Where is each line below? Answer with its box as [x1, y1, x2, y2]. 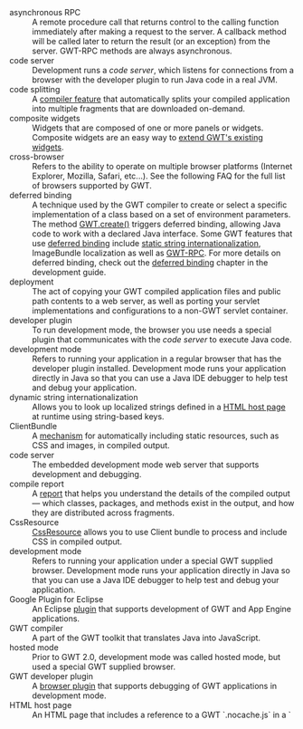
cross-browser [9, 151, 65, 162]
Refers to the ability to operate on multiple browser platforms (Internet [32, 161, 293, 171]
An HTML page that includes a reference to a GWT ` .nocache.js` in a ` [32, 709, 291, 720]
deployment [9, 276, 54, 287]
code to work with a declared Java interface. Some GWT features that [32, 228, 293, 239]
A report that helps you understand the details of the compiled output [32, 488, 291, 499]
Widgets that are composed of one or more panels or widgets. [32, 122, 264, 133]
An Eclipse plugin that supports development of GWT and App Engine [32, 604, 292, 614]
